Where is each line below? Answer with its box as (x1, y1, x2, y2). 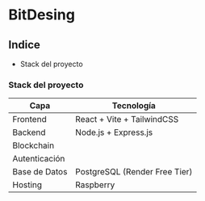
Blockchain (12, 140, 55, 151)
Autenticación (12, 153, 65, 165)
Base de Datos (12, 166, 68, 178)
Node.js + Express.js (75, 127, 153, 138)
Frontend (12, 114, 47, 125)
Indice (8, 38, 40, 52)
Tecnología (111, 100, 156, 111)
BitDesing (8, 6, 75, 24)
